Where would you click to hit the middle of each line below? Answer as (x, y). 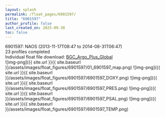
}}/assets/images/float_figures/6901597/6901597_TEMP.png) (67, 109)
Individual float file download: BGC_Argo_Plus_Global (59, 57)
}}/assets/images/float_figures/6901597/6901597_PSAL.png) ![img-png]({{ (81, 99)
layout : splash (21, 10)
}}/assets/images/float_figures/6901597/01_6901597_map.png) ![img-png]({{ (83, 67)
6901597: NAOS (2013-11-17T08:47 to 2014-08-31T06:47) (64, 46)
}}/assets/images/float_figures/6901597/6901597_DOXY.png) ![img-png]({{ (81, 78)
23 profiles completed (28, 52)
